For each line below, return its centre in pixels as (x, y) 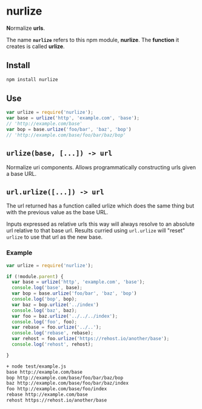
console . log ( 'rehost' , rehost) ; (53, 344)
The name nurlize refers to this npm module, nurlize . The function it (93, 40)
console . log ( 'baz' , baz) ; (45, 310)
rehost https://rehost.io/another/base (57, 400)
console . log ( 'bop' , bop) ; (45, 299)
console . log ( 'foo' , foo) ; (45, 322)
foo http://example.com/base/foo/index (57, 389)
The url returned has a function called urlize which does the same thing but (100, 206)
